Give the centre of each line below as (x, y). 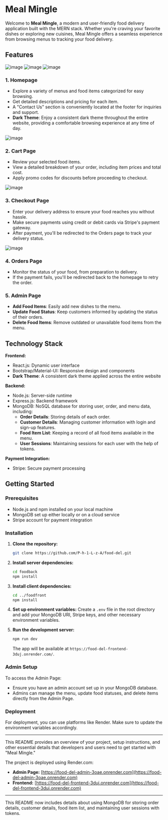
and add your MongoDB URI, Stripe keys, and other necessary (76, 615)
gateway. (22, 227)
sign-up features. (38, 428)
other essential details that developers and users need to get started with (80, 747)
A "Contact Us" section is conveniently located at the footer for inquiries (87, 107)
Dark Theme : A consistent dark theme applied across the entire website (86, 376)
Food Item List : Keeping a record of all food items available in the (87, 433)
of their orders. (28, 317)
